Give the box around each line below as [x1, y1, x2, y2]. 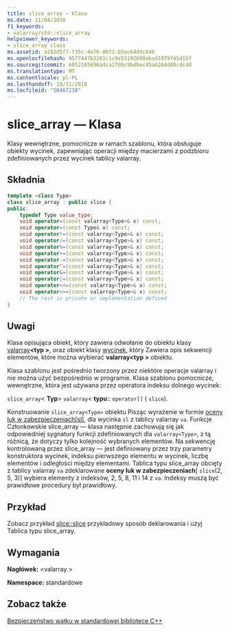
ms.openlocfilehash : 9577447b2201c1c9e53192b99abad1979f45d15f [7, 55, 192, 62]
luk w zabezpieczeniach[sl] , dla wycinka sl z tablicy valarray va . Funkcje [7, 415, 212, 424]
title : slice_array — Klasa [7, 10, 88, 17]
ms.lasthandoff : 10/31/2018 [7, 81, 88, 88]
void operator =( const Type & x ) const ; [19, 225, 130, 232]
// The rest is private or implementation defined [19, 294, 168, 302]
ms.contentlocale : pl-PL [7, 74, 78, 81]
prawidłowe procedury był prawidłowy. [7, 481, 117, 489]
